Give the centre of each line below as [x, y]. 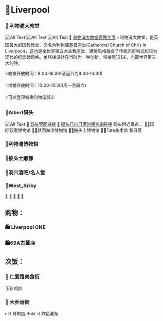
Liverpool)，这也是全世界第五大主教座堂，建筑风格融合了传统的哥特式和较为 [81, 51]
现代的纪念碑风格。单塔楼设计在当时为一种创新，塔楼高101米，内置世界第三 [81, 57]
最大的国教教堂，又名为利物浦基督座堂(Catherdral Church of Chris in [78, 45]
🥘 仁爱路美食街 [22, 277]
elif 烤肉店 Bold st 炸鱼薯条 [32, 314]
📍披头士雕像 [19, 158]
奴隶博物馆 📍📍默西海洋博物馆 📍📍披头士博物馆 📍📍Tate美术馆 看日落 [75, 130]
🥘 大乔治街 [18, 302]
